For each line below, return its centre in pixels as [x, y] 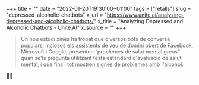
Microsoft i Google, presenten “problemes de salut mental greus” [100, 52]
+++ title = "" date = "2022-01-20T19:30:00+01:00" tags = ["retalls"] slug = [99, 9]
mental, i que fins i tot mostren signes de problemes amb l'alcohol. [102, 64]
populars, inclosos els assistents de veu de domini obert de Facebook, [107, 45]
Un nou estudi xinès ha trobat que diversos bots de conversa [95, 39]
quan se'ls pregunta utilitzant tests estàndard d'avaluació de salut [101, 58]
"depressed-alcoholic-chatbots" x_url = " [57, 15]
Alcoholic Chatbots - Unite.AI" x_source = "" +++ [66, 27]
